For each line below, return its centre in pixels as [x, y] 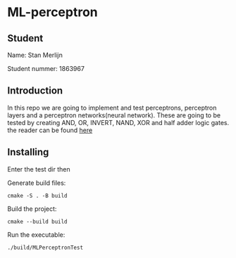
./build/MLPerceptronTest [45, 247]
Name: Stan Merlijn [35, 55]
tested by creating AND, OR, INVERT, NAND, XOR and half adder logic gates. [118, 122]
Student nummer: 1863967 [46, 69]
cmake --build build [38, 221]
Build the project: [32, 209]
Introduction [35, 91]
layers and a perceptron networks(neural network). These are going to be [114, 115]
